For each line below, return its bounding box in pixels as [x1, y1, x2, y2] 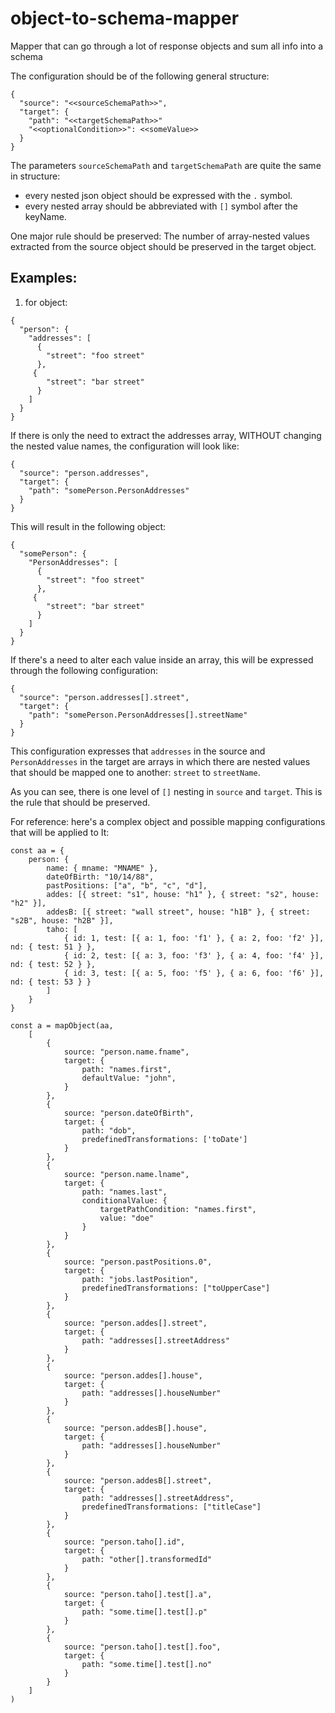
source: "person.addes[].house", [63, 1370, 203, 1381]
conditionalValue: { [81, 1195, 168, 1206]
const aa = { [10, 845, 65, 856]
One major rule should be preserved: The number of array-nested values [10, 230, 310, 242]
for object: [24, 296, 68, 308]
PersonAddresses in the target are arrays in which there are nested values [10, 755, 311, 767]
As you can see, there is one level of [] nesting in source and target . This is [10, 785, 323, 797]
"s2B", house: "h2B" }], [10, 915, 114, 926]
